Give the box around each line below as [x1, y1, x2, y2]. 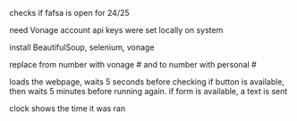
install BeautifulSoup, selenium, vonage [9, 42, 155, 52]
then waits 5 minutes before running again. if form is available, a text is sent [9, 86, 288, 96]
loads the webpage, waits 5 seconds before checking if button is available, [9, 77, 284, 87]
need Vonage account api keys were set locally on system [9, 25, 224, 35]
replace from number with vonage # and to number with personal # [9, 60, 257, 69]
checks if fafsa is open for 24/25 [9, 8, 130, 18]
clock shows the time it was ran [9, 103, 126, 114]
